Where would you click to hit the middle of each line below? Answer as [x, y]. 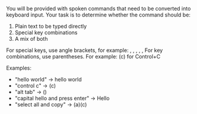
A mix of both [31, 39]
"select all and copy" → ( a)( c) [51, 105]
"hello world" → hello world [48, 79]
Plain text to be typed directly [51, 26]
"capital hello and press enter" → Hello [62, 98]
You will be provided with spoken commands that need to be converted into [99, 9]
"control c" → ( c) [35, 86]
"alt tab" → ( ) [31, 92]
